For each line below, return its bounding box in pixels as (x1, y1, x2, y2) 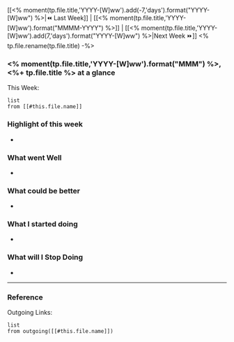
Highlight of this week (7, 119, 84, 129)
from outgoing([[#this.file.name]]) (7, 328, 114, 335)
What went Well (7, 153, 62, 163)
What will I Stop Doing (7, 253, 84, 262)
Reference (7, 292, 43, 302)
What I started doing (7, 219, 78, 229)
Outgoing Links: (7, 308, 53, 317)
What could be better (7, 186, 81, 195)
